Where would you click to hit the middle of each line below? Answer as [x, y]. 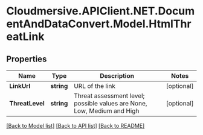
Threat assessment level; [109, 96]
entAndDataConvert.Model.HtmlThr [99, 24]
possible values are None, [110, 103]
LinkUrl [20, 86]
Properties [27, 59]
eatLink [25, 37]
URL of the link [95, 86]
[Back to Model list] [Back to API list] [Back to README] [76, 126]
